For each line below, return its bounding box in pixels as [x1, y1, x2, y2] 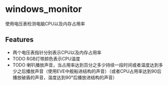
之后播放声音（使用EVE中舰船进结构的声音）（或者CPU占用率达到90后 [17, 68, 162, 74]
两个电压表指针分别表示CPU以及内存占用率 [12, 49, 102, 55]
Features [5, 35, 34, 44]
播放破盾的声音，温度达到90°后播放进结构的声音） [12, 74, 117, 80]
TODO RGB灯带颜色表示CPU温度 [12, 55, 80, 61]
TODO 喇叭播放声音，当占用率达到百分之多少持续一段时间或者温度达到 [12, 61, 159, 68]
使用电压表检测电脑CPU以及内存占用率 [5, 20, 86, 26]
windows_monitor [5, 3, 82, 15]
